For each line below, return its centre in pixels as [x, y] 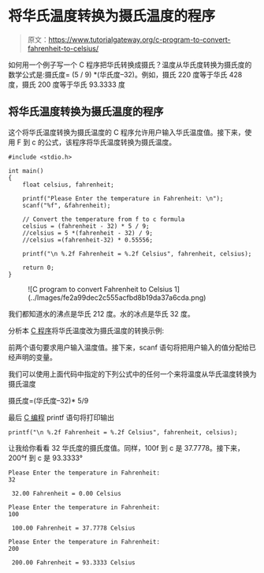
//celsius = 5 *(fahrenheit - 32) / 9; [88, 233]
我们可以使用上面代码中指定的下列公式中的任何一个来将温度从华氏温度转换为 [132, 374]
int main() [26, 170]
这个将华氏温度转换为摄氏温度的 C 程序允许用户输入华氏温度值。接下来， [127, 132]
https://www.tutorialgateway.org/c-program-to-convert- [139, 39]
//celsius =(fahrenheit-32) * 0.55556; [88, 240]
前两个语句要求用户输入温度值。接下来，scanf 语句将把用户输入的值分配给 [129, 347]
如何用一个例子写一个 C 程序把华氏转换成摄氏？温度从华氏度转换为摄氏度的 [130, 65]
